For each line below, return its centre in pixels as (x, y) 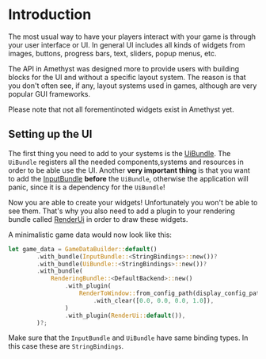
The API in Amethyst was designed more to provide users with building (124, 68)
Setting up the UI (50, 134)
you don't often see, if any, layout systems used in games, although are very (133, 86)
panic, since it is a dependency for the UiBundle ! (87, 187)
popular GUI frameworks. (49, 94)
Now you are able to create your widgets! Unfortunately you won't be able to (133, 202)
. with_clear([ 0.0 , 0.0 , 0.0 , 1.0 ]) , (154, 300)
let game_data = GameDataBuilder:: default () (83, 249)
